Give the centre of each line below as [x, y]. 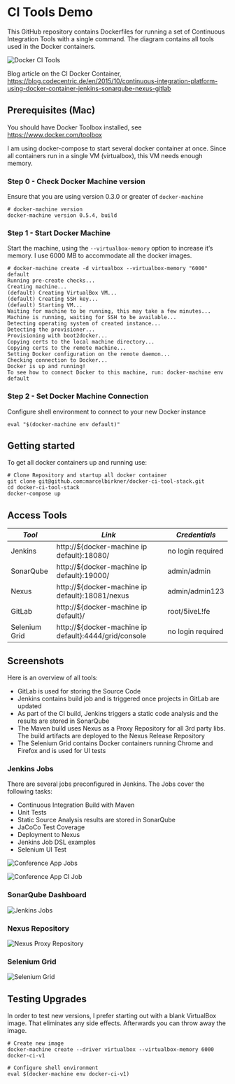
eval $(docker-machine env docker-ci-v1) [69, 1074]
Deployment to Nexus [49, 835]
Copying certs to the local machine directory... [81, 342]
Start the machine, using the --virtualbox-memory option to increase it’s [110, 248]
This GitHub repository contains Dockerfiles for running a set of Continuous [116, 31]
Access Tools [37, 515]
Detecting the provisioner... [51, 330]
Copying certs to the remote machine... [67, 348]
